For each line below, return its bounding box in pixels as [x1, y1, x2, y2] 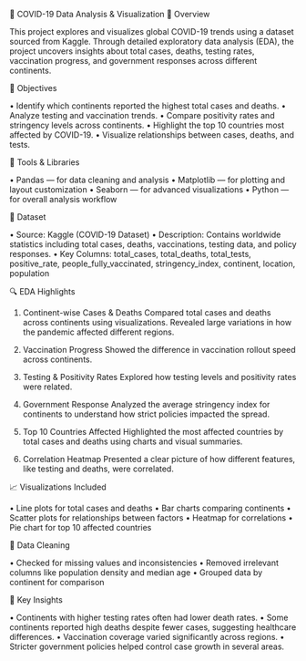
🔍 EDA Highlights [9, 286, 76, 296]
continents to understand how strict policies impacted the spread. [22, 408, 270, 419]
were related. [22, 381, 73, 392]
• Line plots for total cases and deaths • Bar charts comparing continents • [9, 502, 291, 513]
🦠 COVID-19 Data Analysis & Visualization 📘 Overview [9, 9, 210, 19]
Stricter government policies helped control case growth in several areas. [9, 641, 285, 652]
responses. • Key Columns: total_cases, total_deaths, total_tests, [9, 249, 252, 259]
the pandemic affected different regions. [22, 326, 175, 337]
